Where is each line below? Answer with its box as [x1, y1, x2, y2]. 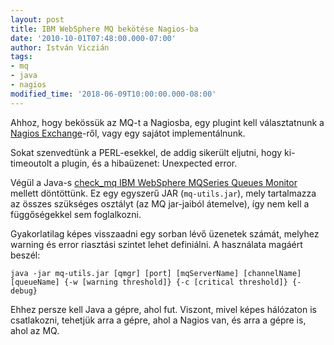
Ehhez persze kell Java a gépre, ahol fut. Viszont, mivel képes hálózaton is [10, 303, 317, 315]
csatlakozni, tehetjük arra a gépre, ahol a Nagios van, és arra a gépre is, [10, 314, 307, 326]
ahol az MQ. [10, 324, 60, 336]
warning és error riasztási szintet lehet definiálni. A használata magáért [10, 238, 303, 250]
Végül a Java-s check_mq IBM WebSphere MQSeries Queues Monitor [10, 176, 298, 188]
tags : [10, 52, 33, 62]
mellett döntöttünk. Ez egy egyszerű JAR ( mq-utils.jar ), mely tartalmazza [10, 187, 317, 199]
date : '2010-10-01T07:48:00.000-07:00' [10, 33, 177, 43]
